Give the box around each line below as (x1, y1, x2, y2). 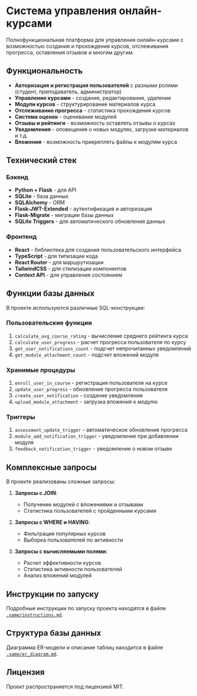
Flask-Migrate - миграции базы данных (14, 212, 114, 219)
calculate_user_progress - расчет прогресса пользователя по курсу (14, 338, 187, 345)
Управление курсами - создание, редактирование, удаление (14, 94, 172, 101)
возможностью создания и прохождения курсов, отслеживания (6, 43, 169, 50)
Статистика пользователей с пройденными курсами (23, 507, 156, 514)
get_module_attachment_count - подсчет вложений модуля (14, 351, 159, 358)
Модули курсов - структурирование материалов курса (14, 101, 156, 108)
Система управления (6, 4, 117, 18)
